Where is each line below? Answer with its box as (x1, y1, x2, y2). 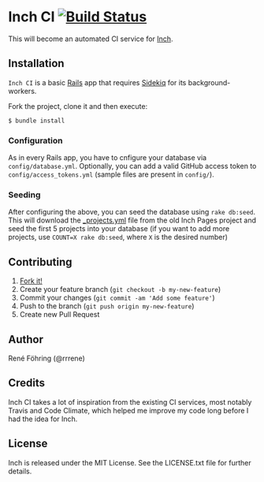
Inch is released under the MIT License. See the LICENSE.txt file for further (8, 458, 252, 467)
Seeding (8, 189, 41, 200)
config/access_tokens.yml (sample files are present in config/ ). (8, 170, 214, 179)
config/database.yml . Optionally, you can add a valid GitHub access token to (8, 162, 257, 171)
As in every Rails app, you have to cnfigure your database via (8, 153, 207, 163)
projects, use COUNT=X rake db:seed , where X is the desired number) (8, 233, 229, 242)
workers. (8, 86, 37, 95)
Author (8, 332, 43, 346)
